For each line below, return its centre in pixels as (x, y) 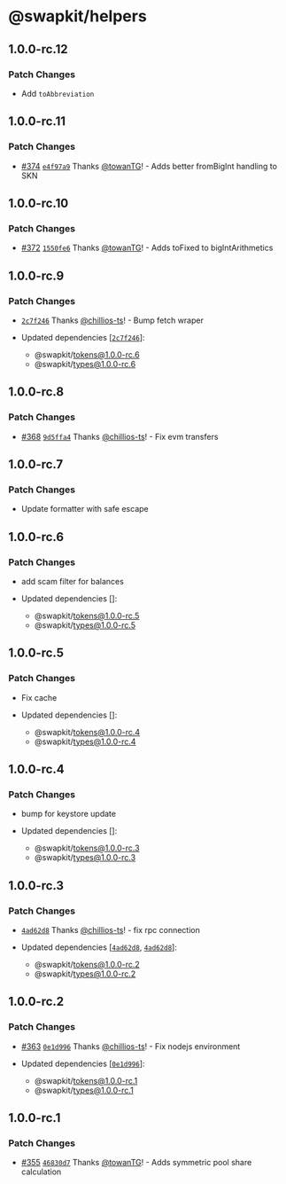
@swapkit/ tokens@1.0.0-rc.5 (87, 616)
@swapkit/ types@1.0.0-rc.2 (85, 974)
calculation (41, 1172)
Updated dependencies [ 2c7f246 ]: (83, 337)
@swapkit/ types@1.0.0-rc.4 (85, 741)
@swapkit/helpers (77, 16)
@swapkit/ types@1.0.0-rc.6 (85, 364)
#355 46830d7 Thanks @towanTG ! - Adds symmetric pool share (136, 1163)
